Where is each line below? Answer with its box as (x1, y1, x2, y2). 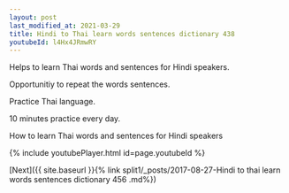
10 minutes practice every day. (9, 113, 121, 124)
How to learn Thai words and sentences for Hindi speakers (9, 130, 224, 142)
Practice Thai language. (9, 96, 95, 107)
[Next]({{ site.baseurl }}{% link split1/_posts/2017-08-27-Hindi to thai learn (9, 165, 281, 175)
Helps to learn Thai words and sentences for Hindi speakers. (9, 62, 230, 73)
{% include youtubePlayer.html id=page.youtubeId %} (9, 148, 206, 158)
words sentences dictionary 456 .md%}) (9, 174, 157, 185)
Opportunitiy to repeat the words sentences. (9, 79, 171, 89)
